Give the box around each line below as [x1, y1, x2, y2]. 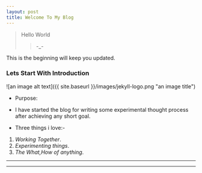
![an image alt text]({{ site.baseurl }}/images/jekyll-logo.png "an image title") [6, 82, 196, 90]
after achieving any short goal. [14, 112, 91, 120]
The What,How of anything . [14, 148, 84, 156]
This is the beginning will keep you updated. [6, 54, 115, 61]
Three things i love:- [14, 124, 65, 131]
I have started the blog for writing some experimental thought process [14, 106, 189, 113]
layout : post [6, 8, 39, 15]
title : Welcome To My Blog [6, 14, 74, 20]
